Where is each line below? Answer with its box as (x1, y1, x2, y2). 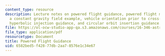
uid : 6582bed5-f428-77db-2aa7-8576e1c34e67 (5, 43, 96, 48)
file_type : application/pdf (5, 30, 63, 35)
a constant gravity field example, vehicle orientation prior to (9, 16, 146, 21)
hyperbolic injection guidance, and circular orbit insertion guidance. (9, 20, 162, 26)
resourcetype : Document (5, 35, 54, 39)
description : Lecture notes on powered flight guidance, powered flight (5, 12, 157, 17)
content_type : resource (5, 7, 54, 12)
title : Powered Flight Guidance (5, 39, 71, 44)
